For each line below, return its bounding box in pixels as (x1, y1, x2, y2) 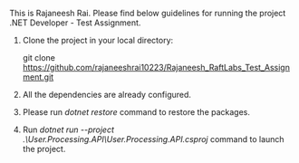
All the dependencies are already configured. (22, 90, 192, 100)
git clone (22, 53, 56, 62)
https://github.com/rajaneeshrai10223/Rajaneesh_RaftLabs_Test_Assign (22, 62, 290, 72)
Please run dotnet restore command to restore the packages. (22, 107, 251, 117)
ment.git (22, 72, 54, 82)
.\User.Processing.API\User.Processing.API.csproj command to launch (22, 134, 285, 144)
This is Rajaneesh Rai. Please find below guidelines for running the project (9, 8, 286, 18)
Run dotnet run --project (22, 124, 115, 135)
